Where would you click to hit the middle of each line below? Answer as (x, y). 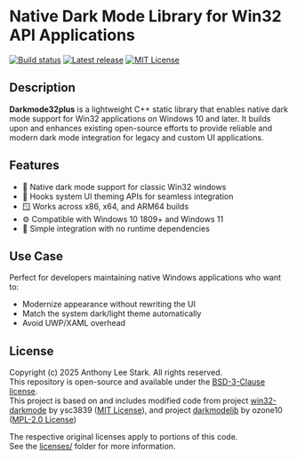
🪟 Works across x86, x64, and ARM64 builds (105, 206)
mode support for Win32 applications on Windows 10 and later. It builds (140, 118)
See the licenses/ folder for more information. (92, 447)
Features (34, 166)
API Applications (72, 35)
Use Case (36, 256)
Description (42, 87)
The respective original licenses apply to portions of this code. (124, 437)
